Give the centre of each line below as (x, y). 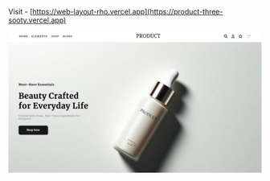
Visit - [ (20, 12)
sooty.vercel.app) (37, 20)
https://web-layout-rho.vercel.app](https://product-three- (127, 12)
